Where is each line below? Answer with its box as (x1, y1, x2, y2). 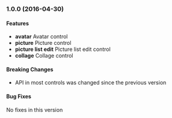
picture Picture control (14, 40, 72, 47)
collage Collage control (14, 52, 73, 59)
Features (6, 20, 29, 27)
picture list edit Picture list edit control (14, 46, 111, 53)
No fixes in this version (6, 106, 63, 113)
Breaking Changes (6, 65, 54, 73)
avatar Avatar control (14, 33, 68, 40)
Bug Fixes (6, 92, 32, 100)
